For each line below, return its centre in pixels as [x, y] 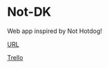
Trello [15, 57]
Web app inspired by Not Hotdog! [54, 31]
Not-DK [29, 12]
